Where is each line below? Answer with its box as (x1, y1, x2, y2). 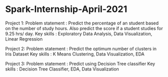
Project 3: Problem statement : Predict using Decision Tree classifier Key (5, 60, 155, 66)
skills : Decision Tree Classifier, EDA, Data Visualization (5, 66, 119, 72)
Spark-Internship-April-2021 (5, 3, 127, 15)
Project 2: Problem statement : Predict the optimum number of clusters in (5, 45, 157, 51)
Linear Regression (5, 36, 43, 42)
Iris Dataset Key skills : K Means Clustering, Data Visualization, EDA (5, 51, 145, 57)
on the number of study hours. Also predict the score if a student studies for (5, 25, 163, 31)
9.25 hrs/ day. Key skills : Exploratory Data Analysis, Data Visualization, (5, 30, 152, 36)
